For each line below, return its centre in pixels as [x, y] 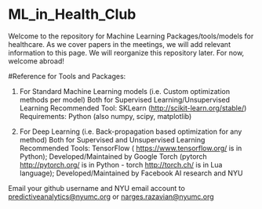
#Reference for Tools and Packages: [67, 76]
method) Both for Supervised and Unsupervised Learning [112, 139]
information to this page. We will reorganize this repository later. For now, [126, 52]
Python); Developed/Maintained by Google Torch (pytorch [113, 156]
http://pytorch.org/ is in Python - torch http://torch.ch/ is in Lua [121, 164]
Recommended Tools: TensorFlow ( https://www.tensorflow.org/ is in [131, 148]
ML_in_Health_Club [72, 14]
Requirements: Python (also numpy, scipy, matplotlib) [106, 116]
